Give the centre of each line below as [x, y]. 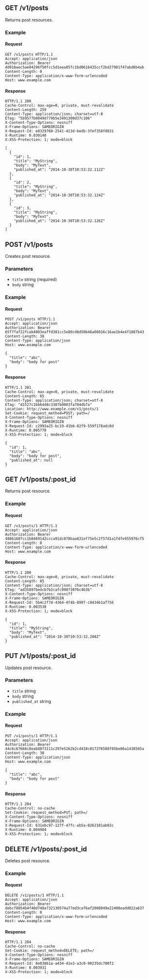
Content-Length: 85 [25, 581]
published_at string [32, 701]
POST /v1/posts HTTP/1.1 [30, 319]
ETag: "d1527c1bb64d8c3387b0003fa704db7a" [49, 404]
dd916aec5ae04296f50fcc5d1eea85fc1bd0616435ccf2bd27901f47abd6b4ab [75, 67]
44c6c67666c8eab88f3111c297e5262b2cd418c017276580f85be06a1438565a [75, 749]
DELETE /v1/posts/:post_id [46, 849]
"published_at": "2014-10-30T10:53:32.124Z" [59, 195]
